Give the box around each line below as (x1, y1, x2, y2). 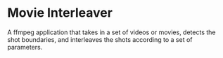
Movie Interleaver (7, 5, 113, 21)
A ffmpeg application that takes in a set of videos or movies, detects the (7, 28, 216, 36)
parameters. (7, 43, 43, 51)
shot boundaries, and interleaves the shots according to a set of (7, 35, 193, 43)
